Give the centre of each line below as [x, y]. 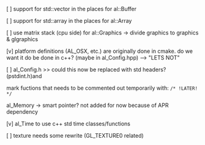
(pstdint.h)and [24, 76]
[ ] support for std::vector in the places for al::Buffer [71, 9]
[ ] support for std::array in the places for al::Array [69, 21]
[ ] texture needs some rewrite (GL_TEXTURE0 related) [75, 135]
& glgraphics [22, 39]
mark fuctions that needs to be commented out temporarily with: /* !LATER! [102, 88]
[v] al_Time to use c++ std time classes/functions [68, 123]
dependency [22, 112]
